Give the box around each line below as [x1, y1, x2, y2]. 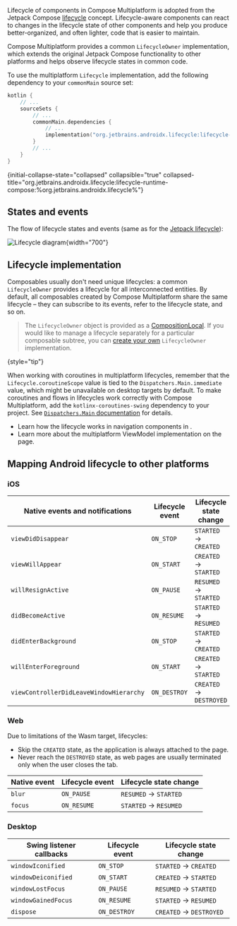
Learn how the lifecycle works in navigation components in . [17, 422, 193, 431]
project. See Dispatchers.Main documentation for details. [7, 409, 173, 417]
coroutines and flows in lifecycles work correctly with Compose [7, 393, 193, 402]
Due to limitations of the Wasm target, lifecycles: [7, 732, 148, 740]
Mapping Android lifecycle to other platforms [7, 458, 209, 470]
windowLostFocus [11, 884, 66, 893]
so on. [7, 307, 26, 316]
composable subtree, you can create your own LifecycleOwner [24, 336, 207, 345]
